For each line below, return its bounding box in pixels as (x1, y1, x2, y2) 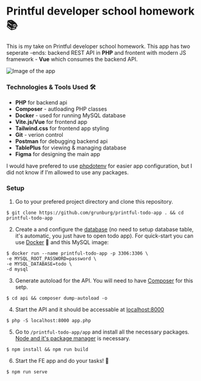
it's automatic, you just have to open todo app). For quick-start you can (15, 232, 194, 239)
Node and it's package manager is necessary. (15, 334, 131, 342)
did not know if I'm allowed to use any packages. (6, 169, 129, 176)
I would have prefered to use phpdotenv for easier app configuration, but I (6, 162, 192, 170)
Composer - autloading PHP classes (15, 105, 108, 113)
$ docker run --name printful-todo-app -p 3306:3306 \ (6, 250, 149, 256)
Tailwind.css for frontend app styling (15, 125, 110, 132)
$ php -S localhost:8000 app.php (6, 317, 91, 323)
